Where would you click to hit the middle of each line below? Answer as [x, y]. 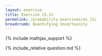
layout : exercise [24, 10]
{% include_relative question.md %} [43, 48]
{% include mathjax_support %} [39, 38]
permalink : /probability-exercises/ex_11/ [51, 19]
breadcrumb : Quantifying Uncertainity [46, 24]
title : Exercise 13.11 [29, 15]
